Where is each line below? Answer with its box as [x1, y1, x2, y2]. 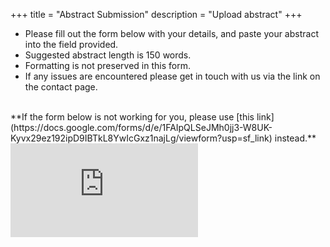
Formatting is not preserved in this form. [24, 60, 191, 71]
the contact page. [24, 81, 98, 93]
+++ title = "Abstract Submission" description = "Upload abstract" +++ [10, 9, 303, 20]
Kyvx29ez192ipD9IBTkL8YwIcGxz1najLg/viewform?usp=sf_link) [10, 132, 273, 144]
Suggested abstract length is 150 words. [24, 49, 192, 61]
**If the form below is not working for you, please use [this [10, 111, 255, 123]
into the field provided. [24, 39, 119, 50]
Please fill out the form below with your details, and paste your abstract [24, 28, 319, 39]
